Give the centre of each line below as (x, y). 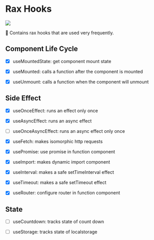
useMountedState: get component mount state (62, 61)
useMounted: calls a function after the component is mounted (78, 71)
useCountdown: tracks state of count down (58, 222)
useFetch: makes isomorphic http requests (58, 141)
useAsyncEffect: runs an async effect (52, 121)
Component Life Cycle (42, 49)
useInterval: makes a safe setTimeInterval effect (63, 172)
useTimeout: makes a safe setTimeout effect (59, 183)
